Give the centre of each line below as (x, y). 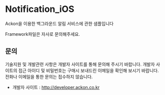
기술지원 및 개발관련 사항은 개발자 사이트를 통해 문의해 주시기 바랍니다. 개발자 (80, 64)
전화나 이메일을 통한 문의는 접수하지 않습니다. (49, 77)
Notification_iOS (40, 9)
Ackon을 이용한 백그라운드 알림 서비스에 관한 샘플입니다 (59, 23)
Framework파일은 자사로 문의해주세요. (43, 34)
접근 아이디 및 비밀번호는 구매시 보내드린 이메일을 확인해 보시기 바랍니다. (88, 70)
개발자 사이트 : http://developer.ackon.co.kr (56, 87)
